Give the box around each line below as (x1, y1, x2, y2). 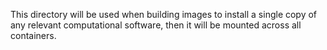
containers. (10, 30, 57, 41)
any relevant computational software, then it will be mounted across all (10, 19, 302, 31)
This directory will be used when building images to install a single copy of (10, 9, 318, 20)
